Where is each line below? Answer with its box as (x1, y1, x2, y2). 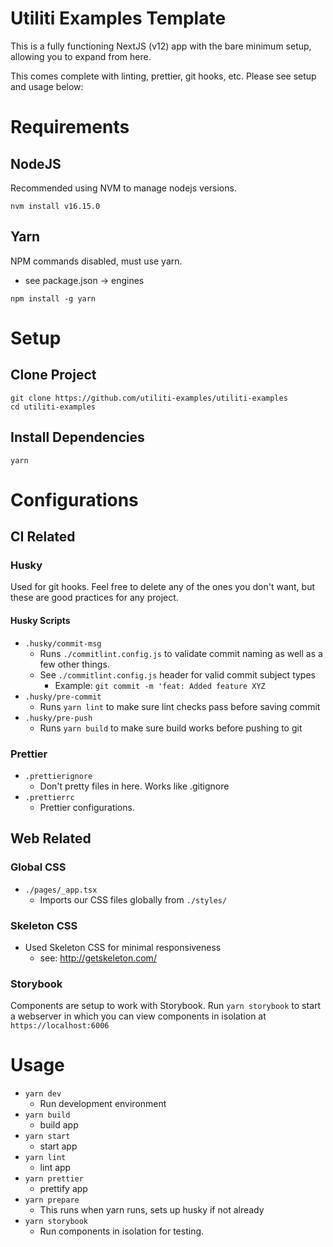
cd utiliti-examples (10, 402, 97, 412)
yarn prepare (24, 1195, 80, 1206)
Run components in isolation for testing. (39, 1225, 205, 1237)
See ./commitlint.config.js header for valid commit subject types (39, 668, 316, 681)
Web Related (10, 830, 92, 847)
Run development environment (39, 1098, 167, 1110)
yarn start (24, 1132, 71, 1142)
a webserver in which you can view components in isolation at (10, 1010, 267, 1022)
